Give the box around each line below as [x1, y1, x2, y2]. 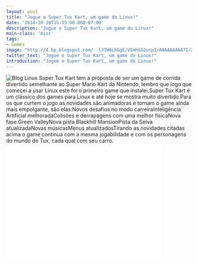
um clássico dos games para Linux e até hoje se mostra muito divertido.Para [6, 93, 192, 100]
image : [6, 47, 22, 53]
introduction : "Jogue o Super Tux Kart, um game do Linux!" [6, 58, 157, 64]
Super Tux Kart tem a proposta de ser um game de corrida [38, 74, 181, 81]
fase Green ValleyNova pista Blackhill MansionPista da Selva [6, 118, 153, 125]
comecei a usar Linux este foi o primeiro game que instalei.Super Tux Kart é [6, 87, 190, 94]
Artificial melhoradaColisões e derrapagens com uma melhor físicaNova [6, 112, 181, 119]
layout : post [6, 8, 38, 15]
